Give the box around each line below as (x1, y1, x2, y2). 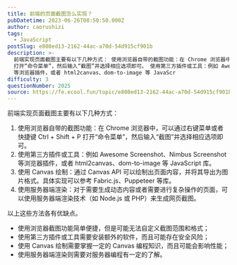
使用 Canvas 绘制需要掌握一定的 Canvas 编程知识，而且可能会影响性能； (17, 242, 229, 250)
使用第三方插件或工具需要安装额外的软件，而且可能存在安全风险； (17, 233, 209, 241)
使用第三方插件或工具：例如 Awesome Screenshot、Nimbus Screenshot (17, 150, 227, 159)
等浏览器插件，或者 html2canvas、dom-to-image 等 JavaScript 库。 (17, 159, 216, 167)
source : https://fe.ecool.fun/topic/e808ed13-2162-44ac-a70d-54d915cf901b (7, 89, 232, 96)
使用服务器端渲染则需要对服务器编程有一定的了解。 (17, 250, 166, 259)
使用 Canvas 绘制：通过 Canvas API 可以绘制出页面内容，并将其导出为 (17, 168, 222, 176)
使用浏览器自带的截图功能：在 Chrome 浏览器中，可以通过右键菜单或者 (17, 124, 224, 132)
